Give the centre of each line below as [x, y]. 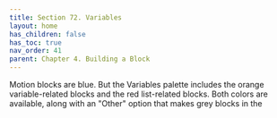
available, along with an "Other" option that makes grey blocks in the [136, 103]
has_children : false [48, 34]
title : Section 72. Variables [66, 17]
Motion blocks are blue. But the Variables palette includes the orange [137, 84]
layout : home [34, 26]
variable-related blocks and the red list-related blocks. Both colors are [139, 94]
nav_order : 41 [36, 51]
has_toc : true [36, 42]
